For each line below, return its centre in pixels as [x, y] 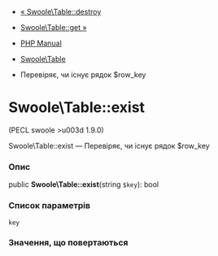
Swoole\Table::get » [53, 27]
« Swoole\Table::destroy [61, 12]
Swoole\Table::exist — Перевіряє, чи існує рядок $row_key [109, 145]
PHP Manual [41, 43]
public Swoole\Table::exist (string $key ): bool [84, 184]
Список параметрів [50, 206]
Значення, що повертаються [68, 243]
